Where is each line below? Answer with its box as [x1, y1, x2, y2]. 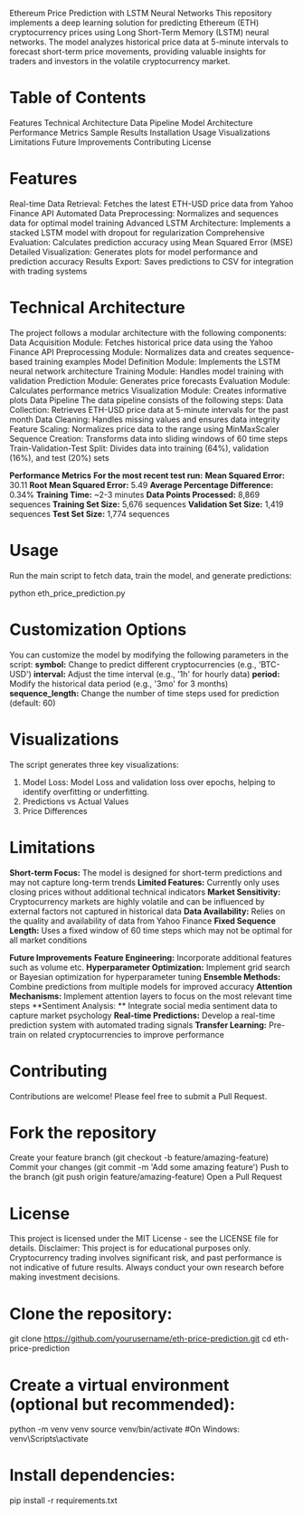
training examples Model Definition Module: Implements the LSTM [34, 356, 280, 367]
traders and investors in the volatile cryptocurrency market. [9, 56, 231, 66]
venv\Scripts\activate [9, 1433, 89, 1444]
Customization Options [9, 619, 187, 639]
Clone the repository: [9, 1303, 173, 1324]
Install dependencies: [9, 1465, 176, 1486]
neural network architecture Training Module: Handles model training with [9, 366, 284, 377]
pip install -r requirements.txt [9, 1495, 118, 1506]
